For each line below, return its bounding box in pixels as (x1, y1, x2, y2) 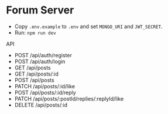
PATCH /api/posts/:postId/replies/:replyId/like (14, 95, 124, 102)
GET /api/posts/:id (14, 70, 59, 77)
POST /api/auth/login (14, 58, 66, 65)
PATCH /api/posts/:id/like (14, 82, 75, 89)
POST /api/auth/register (14, 51, 72, 58)
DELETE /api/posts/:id (14, 101, 68, 108)
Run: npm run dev (14, 29, 57, 36)
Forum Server (6, 4, 74, 17)
